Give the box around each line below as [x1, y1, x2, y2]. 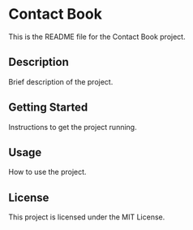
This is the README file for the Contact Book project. [8, 32, 186, 41]
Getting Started [8, 101, 88, 115]
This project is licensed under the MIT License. [8, 212, 165, 222]
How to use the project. [8, 167, 87, 177]
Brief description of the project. [8, 76, 114, 86]
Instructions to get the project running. [8, 122, 137, 132]
